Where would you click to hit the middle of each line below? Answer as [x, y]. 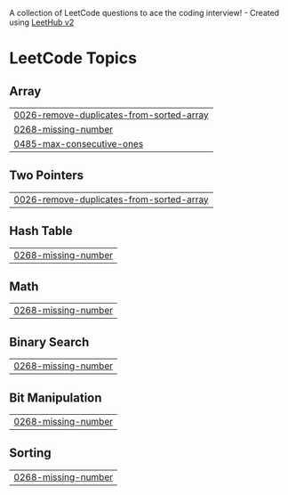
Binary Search [49, 342]
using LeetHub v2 [42, 22]
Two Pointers [47, 176]
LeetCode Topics [73, 58]
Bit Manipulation [56, 398]
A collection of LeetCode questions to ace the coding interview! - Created [144, 13]
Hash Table [41, 231]
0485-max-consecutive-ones [79, 144]
